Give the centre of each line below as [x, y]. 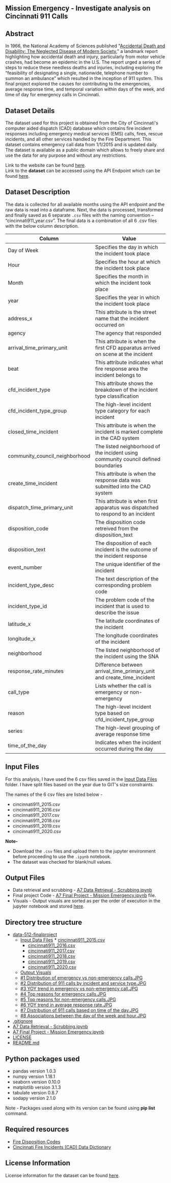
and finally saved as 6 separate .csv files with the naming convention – [80, 215]
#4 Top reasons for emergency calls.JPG [63, 994]
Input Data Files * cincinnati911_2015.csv [63, 940]
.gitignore [23, 1021]
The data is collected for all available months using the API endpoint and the [85, 204]
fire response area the [121, 369]
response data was [118, 480]
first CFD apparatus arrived [127, 347]
